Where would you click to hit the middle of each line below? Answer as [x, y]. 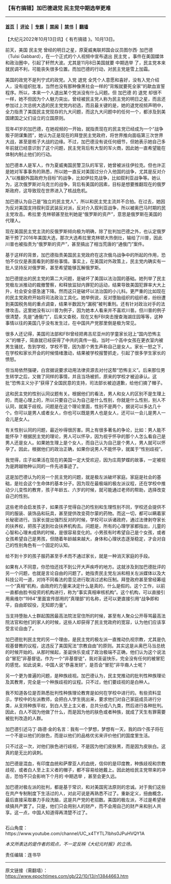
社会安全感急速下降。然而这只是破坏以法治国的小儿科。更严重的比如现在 [90, 291]
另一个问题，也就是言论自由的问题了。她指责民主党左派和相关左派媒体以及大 [85, 573]
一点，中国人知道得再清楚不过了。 [54, 812]
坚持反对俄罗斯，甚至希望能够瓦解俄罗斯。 [59, 267]
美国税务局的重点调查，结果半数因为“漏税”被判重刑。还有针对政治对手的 [85, 303]
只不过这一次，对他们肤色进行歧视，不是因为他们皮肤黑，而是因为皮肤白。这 [85, 746]
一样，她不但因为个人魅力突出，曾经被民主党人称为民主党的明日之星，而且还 [85, 99]
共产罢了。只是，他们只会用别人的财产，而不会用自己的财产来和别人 [85, 806]
